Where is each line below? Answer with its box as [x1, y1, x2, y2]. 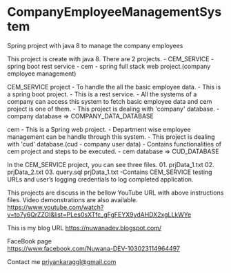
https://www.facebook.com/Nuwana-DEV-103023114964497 [7, 244, 181, 252]
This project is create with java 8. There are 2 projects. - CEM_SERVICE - [7, 54, 214, 63]
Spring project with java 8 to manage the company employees [7, 41, 183, 50]
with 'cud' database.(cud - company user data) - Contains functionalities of [7, 140, 222, 148]
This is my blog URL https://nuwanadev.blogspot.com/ [7, 223, 162, 232]
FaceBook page [7, 237, 52, 245]
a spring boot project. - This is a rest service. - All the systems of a [7, 90, 197, 98]
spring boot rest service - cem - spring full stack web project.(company [7, 62, 211, 70]
